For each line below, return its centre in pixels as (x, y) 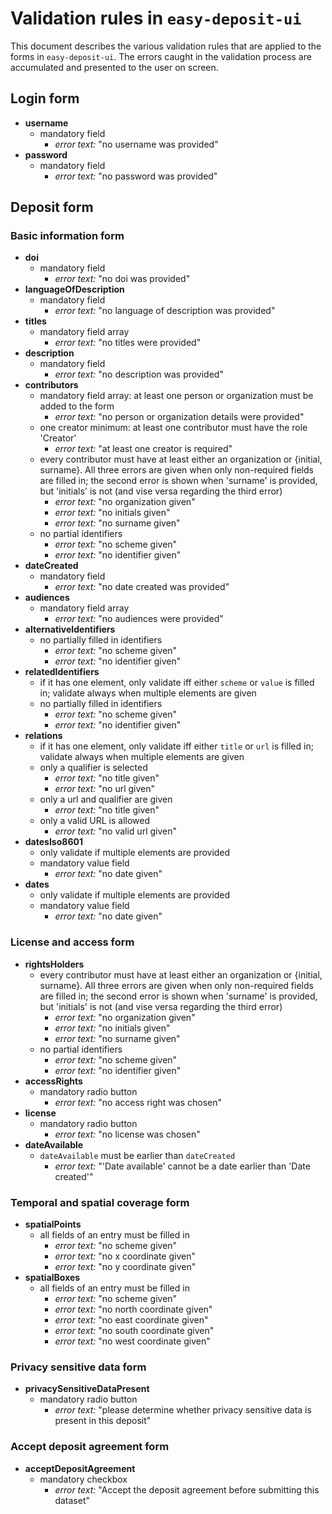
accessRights (53, 1081)
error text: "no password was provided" (136, 176)
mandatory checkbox (83, 1479)
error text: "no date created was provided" (142, 587)
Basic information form (67, 236)
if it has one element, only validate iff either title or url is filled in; (176, 746)
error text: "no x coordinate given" (125, 1256)
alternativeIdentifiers (70, 629)
